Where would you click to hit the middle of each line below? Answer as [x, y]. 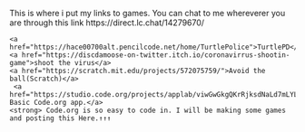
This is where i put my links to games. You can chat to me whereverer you [148, 13]
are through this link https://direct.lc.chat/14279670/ [107, 23]
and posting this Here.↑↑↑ [60, 118]
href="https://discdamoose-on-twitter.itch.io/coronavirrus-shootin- [156, 55]
